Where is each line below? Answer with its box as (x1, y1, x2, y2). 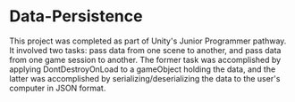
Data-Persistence (9, 6, 143, 27)
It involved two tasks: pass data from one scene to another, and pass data (9, 44, 282, 55)
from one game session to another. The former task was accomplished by (9, 54, 282, 65)
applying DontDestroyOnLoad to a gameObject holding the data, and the (9, 64, 276, 75)
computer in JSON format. (9, 82, 106, 93)
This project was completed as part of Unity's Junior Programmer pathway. (9, 35, 287, 46)
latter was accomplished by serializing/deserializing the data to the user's (9, 73, 281, 83)
